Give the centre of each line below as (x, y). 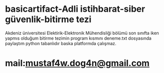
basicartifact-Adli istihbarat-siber (75, 9)
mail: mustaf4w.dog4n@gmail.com (77, 63)
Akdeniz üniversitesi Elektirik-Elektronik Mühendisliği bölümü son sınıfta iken (82, 33)
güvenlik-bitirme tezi (48, 19)
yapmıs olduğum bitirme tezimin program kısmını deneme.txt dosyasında (78, 38)
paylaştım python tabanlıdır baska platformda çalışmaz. (61, 43)
